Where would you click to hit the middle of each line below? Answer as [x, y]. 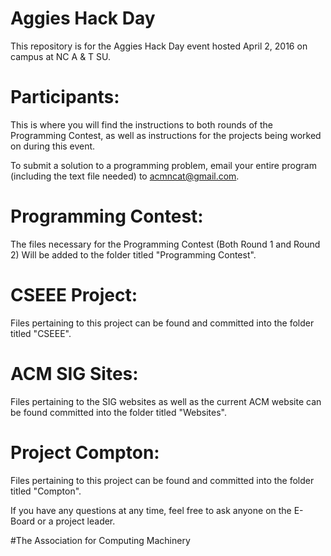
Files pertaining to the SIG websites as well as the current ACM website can [166, 401]
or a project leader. [76, 521]
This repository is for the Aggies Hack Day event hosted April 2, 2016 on [159, 46]
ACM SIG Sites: [74, 373]
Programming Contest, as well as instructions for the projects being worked [166, 135]
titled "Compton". [46, 491]
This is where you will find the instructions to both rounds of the [141, 124]
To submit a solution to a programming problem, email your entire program [163, 165]
